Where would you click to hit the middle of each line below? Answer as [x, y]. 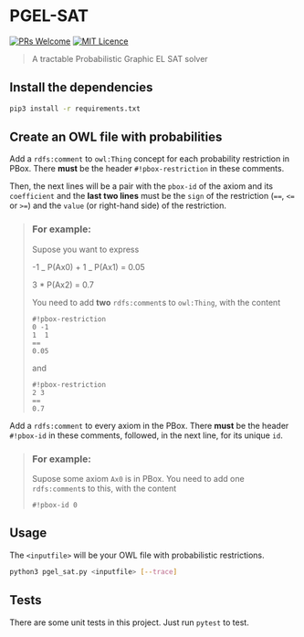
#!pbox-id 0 [54, 506]
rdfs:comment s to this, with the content [104, 488]
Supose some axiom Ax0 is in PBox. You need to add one [138, 479]
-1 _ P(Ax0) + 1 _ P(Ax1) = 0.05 [89, 266]
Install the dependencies [81, 88]
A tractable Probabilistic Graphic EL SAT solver [120, 58]
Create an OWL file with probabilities [116, 137]
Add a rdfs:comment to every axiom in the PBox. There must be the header [149, 425]
